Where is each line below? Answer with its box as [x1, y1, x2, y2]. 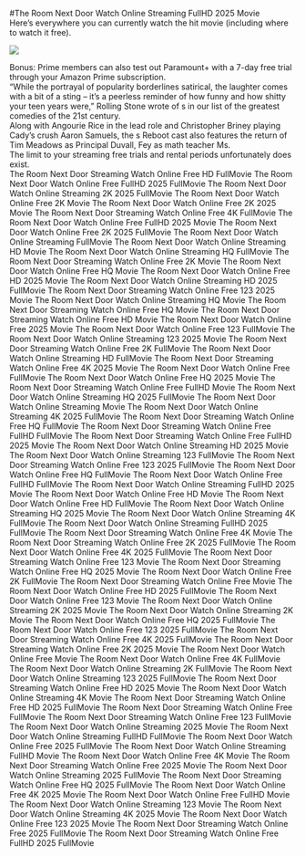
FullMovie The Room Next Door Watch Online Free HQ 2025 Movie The [9, 372, 276, 382]
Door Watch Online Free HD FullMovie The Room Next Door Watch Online [9, 498, 285, 509]
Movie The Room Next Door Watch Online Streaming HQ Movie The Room [9, 295, 287, 305]
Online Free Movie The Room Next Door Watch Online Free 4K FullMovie [9, 653, 280, 664]
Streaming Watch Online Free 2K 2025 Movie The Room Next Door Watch [9, 643, 286, 654]
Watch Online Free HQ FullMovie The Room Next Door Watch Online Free [9, 469, 283, 480]
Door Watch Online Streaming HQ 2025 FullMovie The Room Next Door [9, 391, 276, 402]
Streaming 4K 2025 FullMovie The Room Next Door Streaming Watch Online [9, 411, 294, 422]
